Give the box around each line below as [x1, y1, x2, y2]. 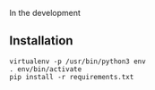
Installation [9, 33, 73, 48]
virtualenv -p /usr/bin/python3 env [9, 57, 146, 66]
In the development [9, 8, 81, 18]
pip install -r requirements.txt [9, 72, 134, 81]
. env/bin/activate [9, 64, 82, 74]
